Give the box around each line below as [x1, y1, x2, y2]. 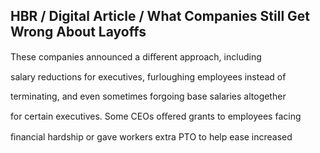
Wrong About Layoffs [10, 24, 147, 41]
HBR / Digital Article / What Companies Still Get [10, 8, 311, 25]
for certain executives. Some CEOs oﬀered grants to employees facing [10, 110, 302, 122]
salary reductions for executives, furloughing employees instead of [10, 70, 287, 83]
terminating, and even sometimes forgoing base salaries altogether [10, 90, 287, 102]
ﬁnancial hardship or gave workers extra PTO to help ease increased [10, 130, 293, 143]
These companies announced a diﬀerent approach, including [10, 50, 262, 63]
